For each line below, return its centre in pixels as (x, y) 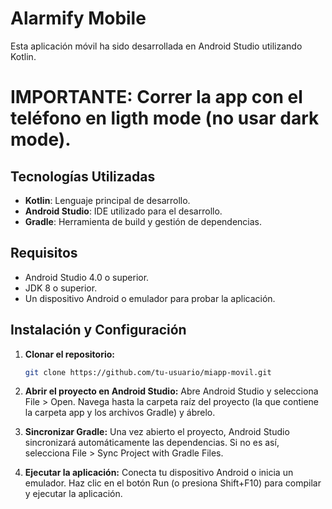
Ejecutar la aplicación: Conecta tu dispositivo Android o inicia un (159, 473)
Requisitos (44, 253)
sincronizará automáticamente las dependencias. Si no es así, (152, 443)
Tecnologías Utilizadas (83, 176)
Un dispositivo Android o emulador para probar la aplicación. (150, 298)
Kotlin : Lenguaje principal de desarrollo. (107, 200)
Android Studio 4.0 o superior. (87, 277)
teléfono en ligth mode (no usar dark (165, 118)
